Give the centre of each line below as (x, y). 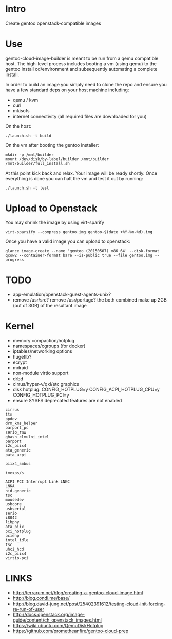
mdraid (20, 367)
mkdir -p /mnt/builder (30, 155)
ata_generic (18, 450)
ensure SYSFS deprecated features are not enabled (67, 400)
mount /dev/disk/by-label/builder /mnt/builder (57, 159)
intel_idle (17, 540)
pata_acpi (16, 455)
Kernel (20, 326)
